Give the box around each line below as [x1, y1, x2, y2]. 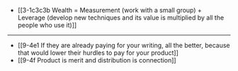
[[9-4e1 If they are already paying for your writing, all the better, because [17, 41, 230, 49]
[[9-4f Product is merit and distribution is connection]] [17, 56, 176, 64]
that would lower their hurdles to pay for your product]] [17, 49, 179, 57]
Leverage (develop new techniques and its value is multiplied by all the [17, 13, 225, 22]
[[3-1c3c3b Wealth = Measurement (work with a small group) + [17, 6, 202, 14]
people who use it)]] [17, 21, 77, 29]
